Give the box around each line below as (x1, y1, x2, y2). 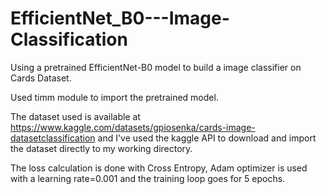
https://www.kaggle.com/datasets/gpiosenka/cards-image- (10, 121, 256, 133)
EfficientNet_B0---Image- (10, 7, 230, 30)
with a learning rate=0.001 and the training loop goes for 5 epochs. (10, 172, 286, 184)
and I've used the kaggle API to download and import (97, 132, 317, 144)
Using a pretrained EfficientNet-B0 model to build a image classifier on (10, 61, 302, 73)
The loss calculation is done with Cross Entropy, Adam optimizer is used (10, 162, 308, 174)
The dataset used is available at (10, 110, 141, 122)
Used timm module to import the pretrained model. (10, 91, 219, 103)
